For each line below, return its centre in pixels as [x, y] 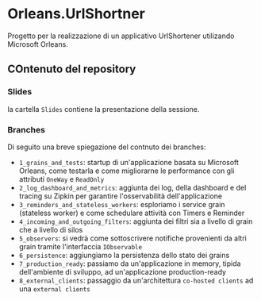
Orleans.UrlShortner [77, 14]
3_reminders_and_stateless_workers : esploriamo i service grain [122, 204]
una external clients [54, 288]
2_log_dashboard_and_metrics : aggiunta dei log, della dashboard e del [132, 187]
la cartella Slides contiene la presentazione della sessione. [104, 109]
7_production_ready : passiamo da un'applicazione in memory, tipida [130, 263]
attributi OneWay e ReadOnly [61, 179]
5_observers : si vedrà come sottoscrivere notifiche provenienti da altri [132, 238]
